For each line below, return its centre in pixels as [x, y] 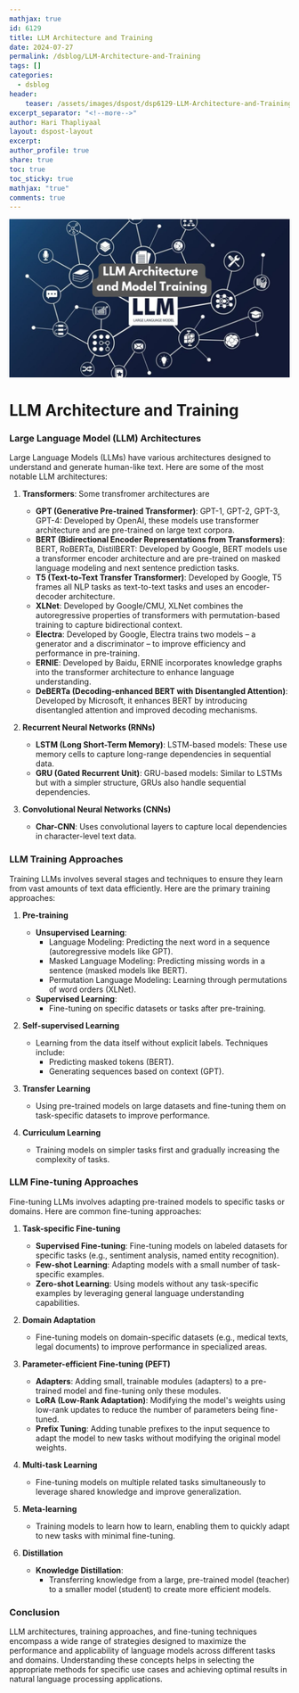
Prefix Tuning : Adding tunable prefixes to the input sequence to [153, 1428]
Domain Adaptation [59, 1319]
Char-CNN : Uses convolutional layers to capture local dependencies [161, 827]
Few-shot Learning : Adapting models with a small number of [147, 1264]
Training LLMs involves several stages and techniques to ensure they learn [146, 879]
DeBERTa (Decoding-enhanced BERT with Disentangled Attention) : [162, 691]
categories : [31, 76]
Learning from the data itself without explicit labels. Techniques [152, 1043]
